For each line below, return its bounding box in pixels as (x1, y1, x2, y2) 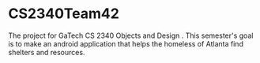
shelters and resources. (8, 47, 85, 57)
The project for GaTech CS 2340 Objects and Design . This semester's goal (8, 31, 254, 40)
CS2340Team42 (8, 5, 120, 23)
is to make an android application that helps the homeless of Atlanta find (8, 39, 243, 48)
